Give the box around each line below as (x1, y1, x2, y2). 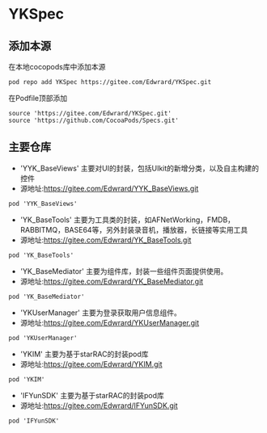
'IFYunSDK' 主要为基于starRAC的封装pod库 (19, 390, 164, 400)
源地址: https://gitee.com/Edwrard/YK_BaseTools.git (19, 235, 192, 245)
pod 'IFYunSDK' (8, 417, 60, 425)
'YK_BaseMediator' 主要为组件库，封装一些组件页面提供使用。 (19, 266, 228, 275)
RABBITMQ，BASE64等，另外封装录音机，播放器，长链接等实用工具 (19, 225, 248, 234)
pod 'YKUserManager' (8, 334, 78, 342)
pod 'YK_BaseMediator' (8, 292, 85, 301)
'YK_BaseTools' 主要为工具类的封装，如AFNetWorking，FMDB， (19, 215, 235, 225)
